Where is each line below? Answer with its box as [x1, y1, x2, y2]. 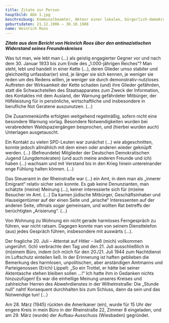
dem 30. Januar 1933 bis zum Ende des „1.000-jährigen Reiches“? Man [5, 61, 152, 67]
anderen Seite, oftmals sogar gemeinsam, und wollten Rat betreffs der [5, 202, 150, 208]
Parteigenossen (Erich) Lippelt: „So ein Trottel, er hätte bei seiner [5, 265, 140, 271]
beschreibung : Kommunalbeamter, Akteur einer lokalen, [5, 17, 123, 22]
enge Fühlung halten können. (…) [5, 166, 74, 172]
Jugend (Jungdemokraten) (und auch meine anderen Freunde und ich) [5, 155, 152, 161]
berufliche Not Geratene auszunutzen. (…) [5, 103, 93, 110]
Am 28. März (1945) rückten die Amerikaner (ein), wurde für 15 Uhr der [5, 301, 152, 308]
